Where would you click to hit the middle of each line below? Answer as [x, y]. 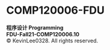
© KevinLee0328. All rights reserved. [52, 40]
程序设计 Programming [35, 27]
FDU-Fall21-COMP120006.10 [43, 34]
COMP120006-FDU [56, 10]
